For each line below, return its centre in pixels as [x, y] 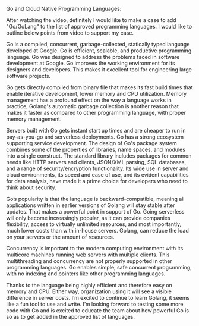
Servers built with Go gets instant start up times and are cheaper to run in [96, 131]
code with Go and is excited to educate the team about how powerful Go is [97, 311]
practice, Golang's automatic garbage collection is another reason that [93, 106]
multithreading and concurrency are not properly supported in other [89, 261]
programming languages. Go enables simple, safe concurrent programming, [99, 267]
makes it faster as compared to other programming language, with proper [96, 113]
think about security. [31, 187]
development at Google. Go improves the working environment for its [91, 63]
